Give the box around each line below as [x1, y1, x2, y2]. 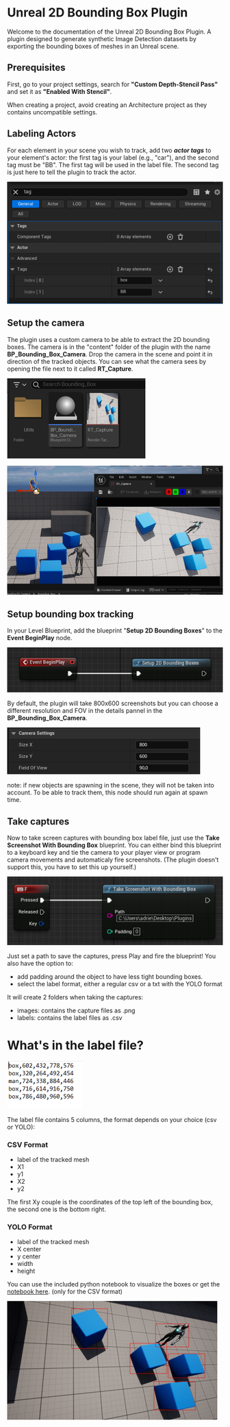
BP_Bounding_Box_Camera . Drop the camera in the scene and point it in [7, 350, 213, 358]
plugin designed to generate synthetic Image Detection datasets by [7, 34, 197, 42]
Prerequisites [7, 62, 66, 73]
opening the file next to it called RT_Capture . [7, 365, 133, 373]
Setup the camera [7, 317, 85, 329]
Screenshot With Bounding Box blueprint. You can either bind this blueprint [7, 841, 222, 849]
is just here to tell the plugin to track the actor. [7, 168, 137, 176]
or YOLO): [7, 1123, 36, 1131]
